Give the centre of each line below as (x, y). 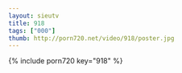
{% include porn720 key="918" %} (66, 61)
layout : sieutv (34, 16)
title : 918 (27, 23)
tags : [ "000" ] (32, 30)
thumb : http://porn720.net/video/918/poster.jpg (91, 38)
